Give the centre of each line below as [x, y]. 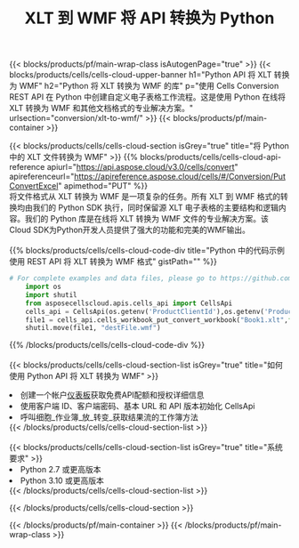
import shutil [51, 294]
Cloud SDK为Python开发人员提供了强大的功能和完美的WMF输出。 [130, 230]
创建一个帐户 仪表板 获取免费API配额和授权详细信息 [113, 395]
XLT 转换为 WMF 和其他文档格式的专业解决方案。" [101, 109]
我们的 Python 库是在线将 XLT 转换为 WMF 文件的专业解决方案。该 [147, 219]
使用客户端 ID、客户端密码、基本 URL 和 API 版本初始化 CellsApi [138, 407]
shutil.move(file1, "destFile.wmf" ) [93, 328]
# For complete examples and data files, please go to [113, 278]
